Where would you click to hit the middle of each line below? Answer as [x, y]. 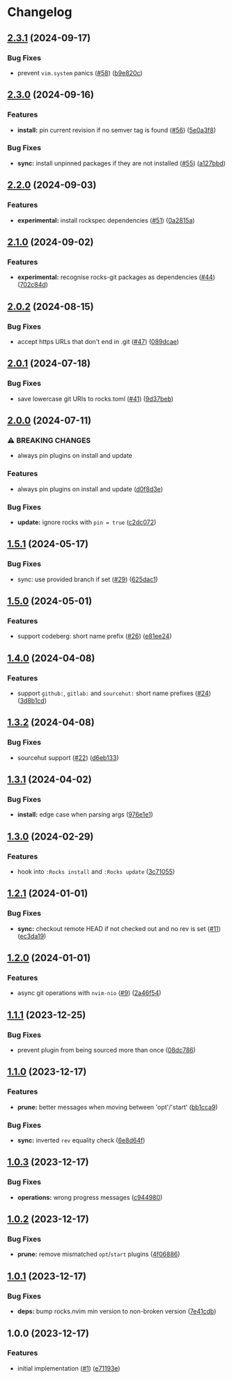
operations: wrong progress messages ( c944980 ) [90, 1197]
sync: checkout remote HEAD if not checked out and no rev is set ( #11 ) [119, 928]
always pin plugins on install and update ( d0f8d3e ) [90, 489]
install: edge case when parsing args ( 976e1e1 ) [85, 814]
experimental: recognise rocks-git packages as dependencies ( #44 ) [116, 277]
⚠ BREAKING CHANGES [49, 440]
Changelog [40, 12]
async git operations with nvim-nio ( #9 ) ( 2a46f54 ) [89, 993]
